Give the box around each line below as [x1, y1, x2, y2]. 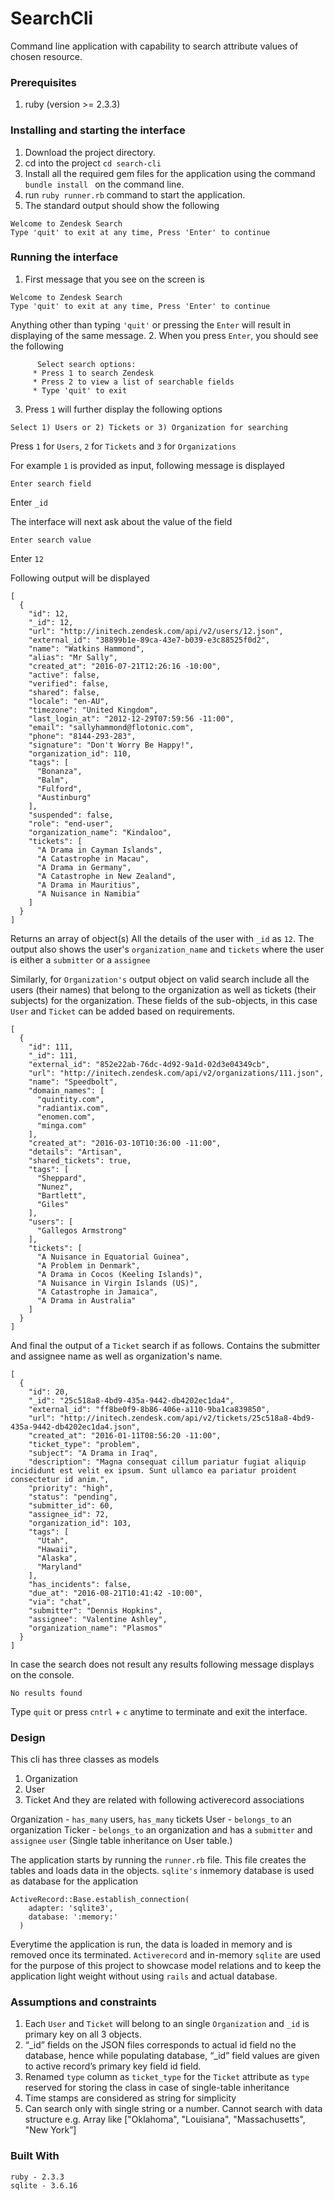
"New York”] [24, 2124, 77, 2136]
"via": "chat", [28, 1597, 92, 1607]
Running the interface [10, 250, 119, 264]
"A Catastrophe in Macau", [36, 853, 150, 864]
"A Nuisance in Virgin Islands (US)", [36, 1278, 199, 1288]
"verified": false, [28, 678, 110, 689]
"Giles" [36, 1199, 70, 1209]
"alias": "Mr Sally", [28, 652, 118, 662]
